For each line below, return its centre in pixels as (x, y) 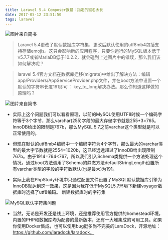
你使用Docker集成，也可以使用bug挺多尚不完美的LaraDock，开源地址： (87, 226)
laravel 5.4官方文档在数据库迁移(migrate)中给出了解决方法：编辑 (84, 74)
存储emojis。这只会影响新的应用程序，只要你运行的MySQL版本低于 (91, 51)
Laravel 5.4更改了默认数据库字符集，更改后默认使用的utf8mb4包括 (86, 45)
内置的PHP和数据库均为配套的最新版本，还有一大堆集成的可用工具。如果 (87, 220)
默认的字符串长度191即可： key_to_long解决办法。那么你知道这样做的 (88, 87)
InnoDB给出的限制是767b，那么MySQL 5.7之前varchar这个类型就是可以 (86, 127)
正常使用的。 (26, 133)
